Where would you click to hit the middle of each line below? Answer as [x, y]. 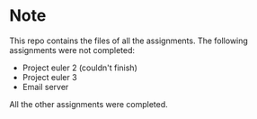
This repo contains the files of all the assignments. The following [129, 41]
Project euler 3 [50, 77]
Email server [45, 87]
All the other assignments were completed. [89, 104]
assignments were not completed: [72, 50]
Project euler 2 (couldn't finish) [80, 68]
